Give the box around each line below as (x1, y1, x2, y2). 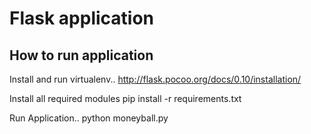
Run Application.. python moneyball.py (9, 112, 169, 124)
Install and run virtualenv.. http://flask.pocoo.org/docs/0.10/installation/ (9, 73, 302, 85)
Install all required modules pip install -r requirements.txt (9, 93, 242, 104)
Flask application (9, 7, 155, 30)
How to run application (9, 47, 154, 64)
